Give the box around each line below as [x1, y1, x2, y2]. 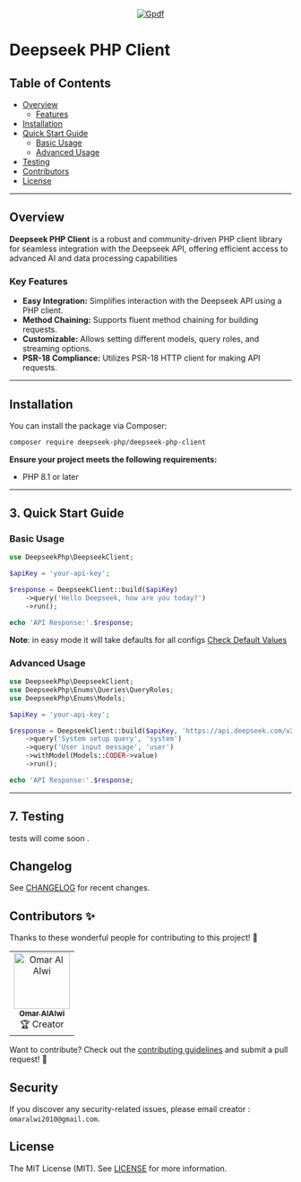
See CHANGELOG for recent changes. [9, 882, 150, 893]
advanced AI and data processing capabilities [9, 252, 177, 264]
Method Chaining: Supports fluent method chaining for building [21, 315, 259, 326]
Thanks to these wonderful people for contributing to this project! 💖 [9, 933, 258, 943]
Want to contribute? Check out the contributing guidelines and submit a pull [9, 1045, 288, 1056]
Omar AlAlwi [19, 1009, 65, 1019]
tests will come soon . [9, 832, 90, 843]
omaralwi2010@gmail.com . [9, 1113, 100, 1125]
